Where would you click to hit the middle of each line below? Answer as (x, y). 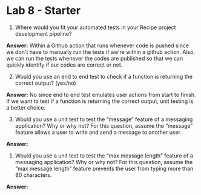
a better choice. (26, 107)
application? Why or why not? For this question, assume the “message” (104, 125)
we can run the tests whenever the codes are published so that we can (95, 58)
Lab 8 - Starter (43, 11)
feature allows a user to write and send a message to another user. (98, 132)
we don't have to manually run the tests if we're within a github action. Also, (101, 51)
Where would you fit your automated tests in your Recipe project (95, 27)
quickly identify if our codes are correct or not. (64, 65)
